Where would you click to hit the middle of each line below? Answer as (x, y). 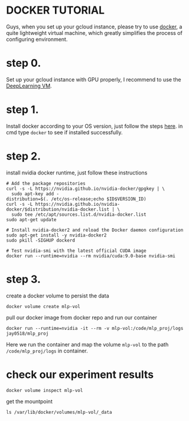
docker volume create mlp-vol (43, 306)
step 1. (23, 110)
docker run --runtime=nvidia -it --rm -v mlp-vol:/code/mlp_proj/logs (95, 328)
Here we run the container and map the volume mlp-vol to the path (87, 344)
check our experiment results (80, 375)
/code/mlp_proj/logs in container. (47, 351)
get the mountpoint (30, 401)
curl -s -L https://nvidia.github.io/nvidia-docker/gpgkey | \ (86, 189)
